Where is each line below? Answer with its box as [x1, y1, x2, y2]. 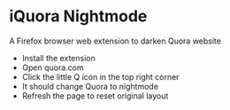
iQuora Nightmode [9, 6, 148, 27]
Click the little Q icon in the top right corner [21, 71, 180, 82]
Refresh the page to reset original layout [21, 90, 169, 101]
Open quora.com [21, 62, 84, 73]
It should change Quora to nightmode [21, 81, 159, 91]
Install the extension [21, 52, 96, 63]
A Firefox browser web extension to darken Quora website [9, 35, 221, 46]
